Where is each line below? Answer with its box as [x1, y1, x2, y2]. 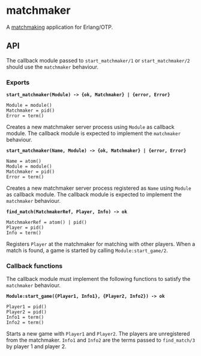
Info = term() [6, 230, 42, 236]
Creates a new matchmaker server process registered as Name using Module [6, 184, 191, 192]
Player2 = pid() [6, 309, 47, 315]
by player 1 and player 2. [6, 343, 67, 350]
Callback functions [6, 262, 63, 270]
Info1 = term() [6, 315, 44, 321]
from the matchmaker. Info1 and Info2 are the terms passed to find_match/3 [6, 337, 196, 344]
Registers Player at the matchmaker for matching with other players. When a [6, 241, 196, 248]
